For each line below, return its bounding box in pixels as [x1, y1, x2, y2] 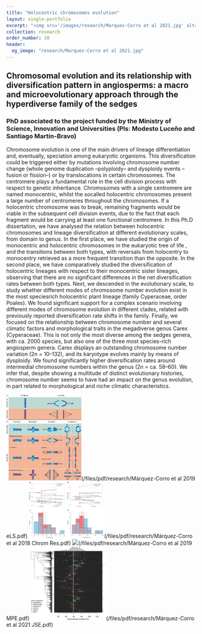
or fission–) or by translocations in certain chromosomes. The [23, 171, 176, 179]
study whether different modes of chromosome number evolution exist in [6, 286, 188, 294]
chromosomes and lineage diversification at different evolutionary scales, [6, 229, 188, 236]
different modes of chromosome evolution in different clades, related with [6, 306, 189, 313]
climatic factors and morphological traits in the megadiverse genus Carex [6, 325, 188, 332]
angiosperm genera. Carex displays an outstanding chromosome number [6, 343, 188, 351]
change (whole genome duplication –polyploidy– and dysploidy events [6, 165, 181, 172]
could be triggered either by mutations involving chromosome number [6, 158, 180, 165]
